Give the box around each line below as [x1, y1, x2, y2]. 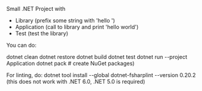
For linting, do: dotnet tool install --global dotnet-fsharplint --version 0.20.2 [6, 72, 196, 78]
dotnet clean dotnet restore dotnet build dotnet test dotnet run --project [6, 53, 188, 60]
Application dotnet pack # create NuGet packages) [6, 60, 135, 67]
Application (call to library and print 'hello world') [15, 24, 139, 30]
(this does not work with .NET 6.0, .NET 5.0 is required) [6, 78, 146, 85]
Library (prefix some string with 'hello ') [15, 17, 115, 24]
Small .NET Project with [6, 5, 65, 12]
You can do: [6, 42, 37, 49]
